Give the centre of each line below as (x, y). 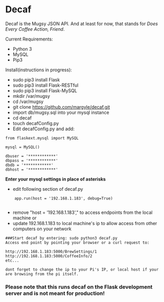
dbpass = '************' (32, 160)
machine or (25, 218)
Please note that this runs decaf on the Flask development (79, 287)
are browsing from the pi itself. (42, 274)
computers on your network (42, 229)
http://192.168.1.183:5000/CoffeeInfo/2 (49, 256)
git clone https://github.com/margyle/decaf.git (61, 107)
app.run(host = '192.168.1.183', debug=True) (64, 198)
